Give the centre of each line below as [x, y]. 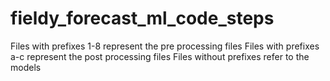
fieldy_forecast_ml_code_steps [142, 18]
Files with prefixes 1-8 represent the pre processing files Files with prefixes [165, 46]
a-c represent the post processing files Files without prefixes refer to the [160, 56]
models [26, 67]
